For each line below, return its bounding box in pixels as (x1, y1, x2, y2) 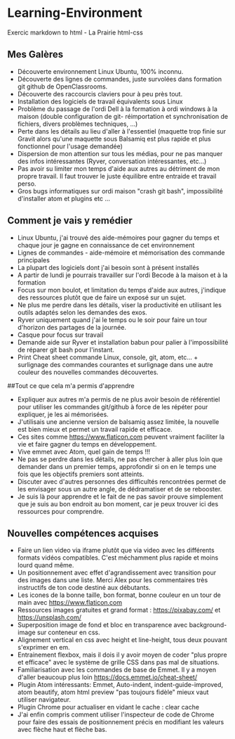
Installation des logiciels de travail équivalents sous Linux (17, 97, 184, 105)
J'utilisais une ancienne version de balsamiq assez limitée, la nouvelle (17, 417, 220, 426)
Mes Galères (7, 49, 64, 60)
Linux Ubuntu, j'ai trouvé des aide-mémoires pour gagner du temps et (17, 233, 220, 242)
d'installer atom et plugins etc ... (17, 194, 111, 203)
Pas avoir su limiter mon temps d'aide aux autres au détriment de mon (17, 164, 220, 173)
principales (17, 255, 51, 264)
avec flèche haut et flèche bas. (17, 726, 107, 734)
